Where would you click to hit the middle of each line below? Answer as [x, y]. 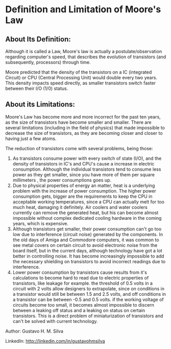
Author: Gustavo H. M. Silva [34, 331]
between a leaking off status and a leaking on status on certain [79, 310]
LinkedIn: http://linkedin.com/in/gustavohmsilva [55, 341]
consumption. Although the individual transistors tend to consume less [87, 169]
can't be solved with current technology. [55, 321]
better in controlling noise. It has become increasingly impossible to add [88, 256]
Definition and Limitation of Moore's [83, 9]
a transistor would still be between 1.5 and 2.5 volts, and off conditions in [89, 294]
